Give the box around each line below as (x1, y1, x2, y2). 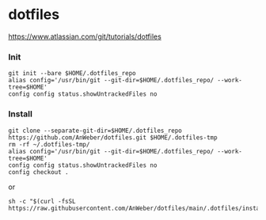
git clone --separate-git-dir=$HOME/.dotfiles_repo (8, 127, 182, 135)
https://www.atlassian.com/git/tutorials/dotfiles (8, 32, 162, 41)
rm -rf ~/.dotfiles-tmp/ (8, 140, 90, 148)
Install (8, 108, 33, 119)
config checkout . (8, 168, 69, 176)
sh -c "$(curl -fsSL (8, 197, 77, 205)
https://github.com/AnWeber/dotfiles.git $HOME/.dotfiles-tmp (8, 133, 218, 142)
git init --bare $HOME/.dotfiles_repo (8, 70, 136, 78)
